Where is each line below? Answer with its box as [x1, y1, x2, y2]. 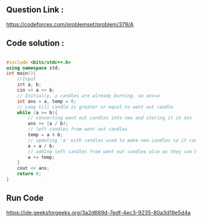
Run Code [6, 193, 44, 203]
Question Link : [6, 5, 64, 15]
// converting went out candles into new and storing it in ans [28, 115, 192, 121]
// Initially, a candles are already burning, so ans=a [17, 92, 161, 98]
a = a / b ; [28, 143, 55, 149]
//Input [17, 76, 36, 82]
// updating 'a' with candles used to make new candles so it [28, 137, 187, 143]
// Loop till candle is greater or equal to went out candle [17, 104, 173, 110]
